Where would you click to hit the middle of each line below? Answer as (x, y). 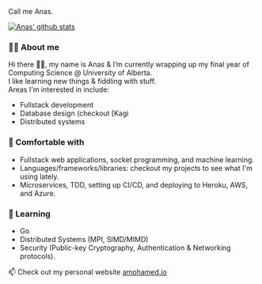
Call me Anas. (31, 11)
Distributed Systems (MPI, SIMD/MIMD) (84, 239)
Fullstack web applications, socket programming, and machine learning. (137, 159)
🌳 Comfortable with (46, 142)
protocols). (37, 256)
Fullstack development (57, 105)
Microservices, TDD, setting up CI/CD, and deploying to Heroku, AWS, (133, 184)
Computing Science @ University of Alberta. (80, 73)
